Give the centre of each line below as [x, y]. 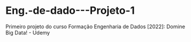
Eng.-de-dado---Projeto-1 [70, 11]
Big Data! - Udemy [28, 32]
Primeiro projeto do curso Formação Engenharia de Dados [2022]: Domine [95, 26]
